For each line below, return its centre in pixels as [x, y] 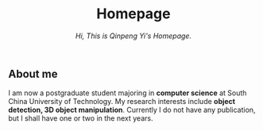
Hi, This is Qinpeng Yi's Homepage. [133, 36]
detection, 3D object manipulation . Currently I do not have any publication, [132, 110]
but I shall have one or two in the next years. [81, 118]
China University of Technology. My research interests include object [122, 102]
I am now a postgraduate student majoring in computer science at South [128, 93]
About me [33, 73]
